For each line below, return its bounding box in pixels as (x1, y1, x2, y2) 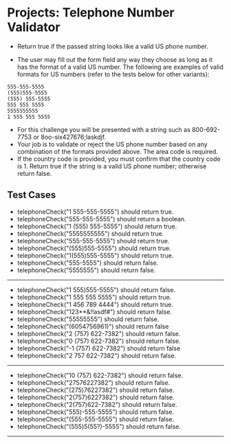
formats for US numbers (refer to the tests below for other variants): (16, 70, 210, 78)
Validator (7, 19, 60, 35)
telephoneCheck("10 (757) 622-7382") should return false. (16, 371, 184, 379)
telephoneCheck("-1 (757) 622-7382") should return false (16, 344, 181, 352)
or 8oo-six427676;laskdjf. (33, 133, 107, 141)
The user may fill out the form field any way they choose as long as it (16, 55, 213, 63)
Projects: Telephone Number (7, 5, 175, 21)
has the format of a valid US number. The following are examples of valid (16, 63, 223, 71)
